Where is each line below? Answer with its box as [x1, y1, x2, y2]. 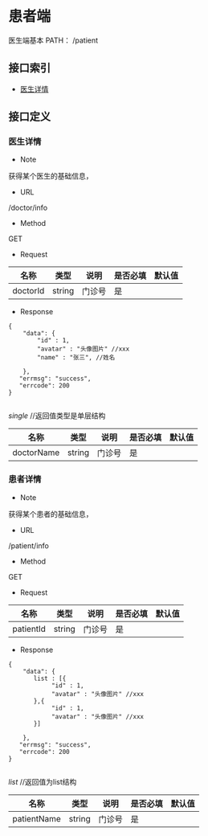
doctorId [12, 285, 45, 297]
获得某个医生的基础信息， [8, 171, 93, 181]
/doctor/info [8, 203, 48, 213]
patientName [12, 813, 62, 824]
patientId [12, 623, 47, 634]
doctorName [12, 447, 60, 458]
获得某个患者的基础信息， [8, 509, 93, 518]
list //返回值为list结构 [8, 777, 77, 786]
